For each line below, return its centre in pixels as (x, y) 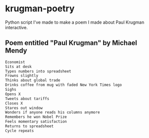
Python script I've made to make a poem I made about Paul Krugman (75, 22)
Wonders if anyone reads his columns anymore (52, 112)
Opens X (13, 94)
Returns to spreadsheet (30, 126)
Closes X (14, 103)
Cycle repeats (20, 131)
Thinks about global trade (33, 80)
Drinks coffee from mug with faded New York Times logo (63, 85)
